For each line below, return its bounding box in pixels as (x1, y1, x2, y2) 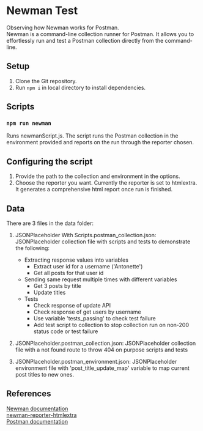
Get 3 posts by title (33, 282, 81, 290)
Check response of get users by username (33, 308, 142, 315)
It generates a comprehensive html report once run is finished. (15, 186, 173, 193)
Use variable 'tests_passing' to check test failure (33, 315, 156, 322)
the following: (15, 245, 50, 252)
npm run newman (6, 120, 52, 127)
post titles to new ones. (15, 371, 75, 378)
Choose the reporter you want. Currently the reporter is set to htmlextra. (15, 179, 197, 186)
